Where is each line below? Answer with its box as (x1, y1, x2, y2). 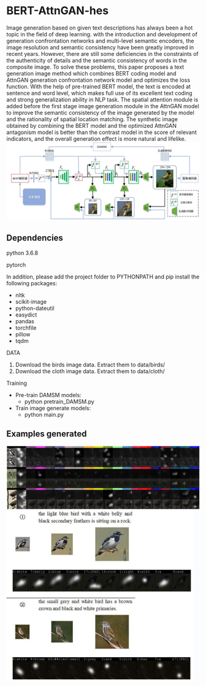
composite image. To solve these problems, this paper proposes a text (6, 63, 185, 71)
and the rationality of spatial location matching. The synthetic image (6, 115, 178, 123)
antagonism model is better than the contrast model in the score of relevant (6, 128, 197, 136)
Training (6, 379, 28, 387)
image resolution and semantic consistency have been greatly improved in (6, 44, 194, 51)
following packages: (6, 279, 58, 286)
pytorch (6, 261, 26, 268)
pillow (15, 330, 31, 338)
